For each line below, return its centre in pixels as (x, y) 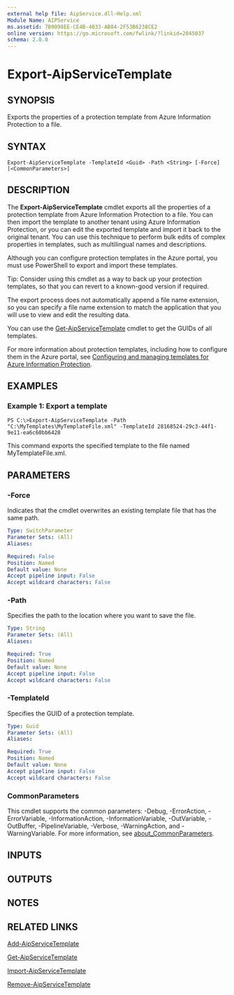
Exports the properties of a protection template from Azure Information (109, 117)
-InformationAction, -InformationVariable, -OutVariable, (128, 819)
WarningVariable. (32, 833)
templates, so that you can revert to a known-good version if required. (108, 286)
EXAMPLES (32, 386)
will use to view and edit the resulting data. (69, 314)
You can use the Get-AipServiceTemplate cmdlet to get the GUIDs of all (110, 328)
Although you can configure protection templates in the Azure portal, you (112, 258)
